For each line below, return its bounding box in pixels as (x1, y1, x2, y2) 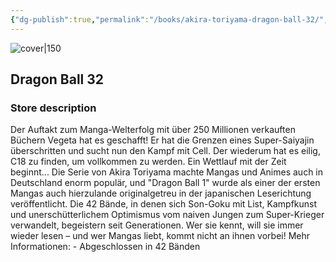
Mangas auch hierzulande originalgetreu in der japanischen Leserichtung (10, 187, 312, 200)
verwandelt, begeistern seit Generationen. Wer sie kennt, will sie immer (10, 219, 304, 231)
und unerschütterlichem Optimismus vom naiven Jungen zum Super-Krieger (10, 209, 325, 221)
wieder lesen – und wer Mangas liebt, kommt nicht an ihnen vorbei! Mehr (10, 230, 311, 242)
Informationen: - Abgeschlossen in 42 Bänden (10, 241, 201, 253)
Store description (10, 101, 97, 115)
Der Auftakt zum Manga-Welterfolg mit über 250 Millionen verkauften (10, 124, 296, 136)
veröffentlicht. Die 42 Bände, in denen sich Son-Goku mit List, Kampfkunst (10, 198, 318, 210)
